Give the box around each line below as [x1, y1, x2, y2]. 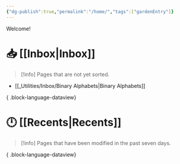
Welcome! [6, 25, 31, 32]
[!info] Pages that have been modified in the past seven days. [20, 139, 171, 146]
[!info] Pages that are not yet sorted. [20, 71, 110, 78]
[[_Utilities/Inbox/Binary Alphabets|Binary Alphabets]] [14, 82, 146, 89]
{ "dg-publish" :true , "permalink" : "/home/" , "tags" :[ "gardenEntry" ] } [6, 8, 174, 15]
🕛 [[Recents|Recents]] [6, 115, 122, 129]
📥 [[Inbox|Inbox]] [6, 47, 96, 60]
